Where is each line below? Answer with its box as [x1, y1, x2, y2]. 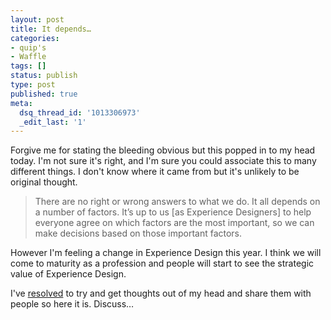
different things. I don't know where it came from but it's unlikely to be [10, 166, 300, 178]
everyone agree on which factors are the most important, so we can [34, 217, 315, 229]
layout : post [10, 14, 65, 25]
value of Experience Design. [10, 268, 127, 280]
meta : [10, 98, 33, 108]
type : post [10, 80, 56, 90]
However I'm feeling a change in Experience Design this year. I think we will [10, 247, 322, 259]
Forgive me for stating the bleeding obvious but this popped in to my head [10, 144, 316, 156]
